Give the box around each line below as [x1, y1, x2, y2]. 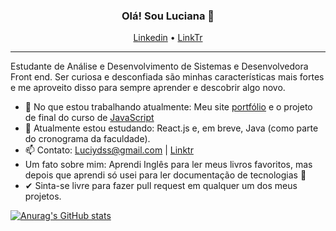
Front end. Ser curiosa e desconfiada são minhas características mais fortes [10, 71, 325, 83]
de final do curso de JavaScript [24, 112, 155, 124]
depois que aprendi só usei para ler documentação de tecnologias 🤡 [24, 169, 307, 181]
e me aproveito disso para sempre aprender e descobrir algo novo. [10, 82, 286, 94]
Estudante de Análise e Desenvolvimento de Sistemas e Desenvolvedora [10, 60, 309, 73]
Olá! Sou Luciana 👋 [121, 9, 215, 23]
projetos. [24, 190, 62, 203]
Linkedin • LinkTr [133, 32, 203, 44]
